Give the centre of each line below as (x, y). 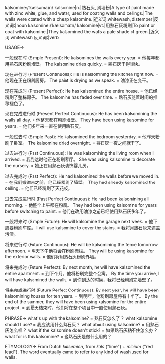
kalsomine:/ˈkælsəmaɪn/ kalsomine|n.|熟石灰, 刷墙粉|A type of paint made (80, 8)
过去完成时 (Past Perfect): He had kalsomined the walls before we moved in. (82, 176)
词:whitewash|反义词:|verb (32, 37)
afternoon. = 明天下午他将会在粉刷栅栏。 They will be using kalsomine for (80, 251)
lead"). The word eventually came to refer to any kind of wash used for (77, 352)
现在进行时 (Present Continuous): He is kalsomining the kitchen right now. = (82, 74)
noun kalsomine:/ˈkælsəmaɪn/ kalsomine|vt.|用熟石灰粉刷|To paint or (86, 25)
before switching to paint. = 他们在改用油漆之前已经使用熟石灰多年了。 (77, 211)
